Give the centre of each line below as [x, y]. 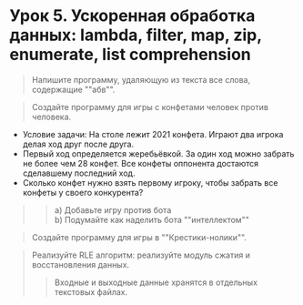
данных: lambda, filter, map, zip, [136, 35]
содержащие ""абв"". [73, 89]
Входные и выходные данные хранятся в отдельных [156, 282]
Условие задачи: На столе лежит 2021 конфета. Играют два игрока [153, 134]
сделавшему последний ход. [79, 173]
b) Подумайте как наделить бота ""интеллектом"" [152, 219]
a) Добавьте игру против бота [113, 209]
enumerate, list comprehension [131, 55]
